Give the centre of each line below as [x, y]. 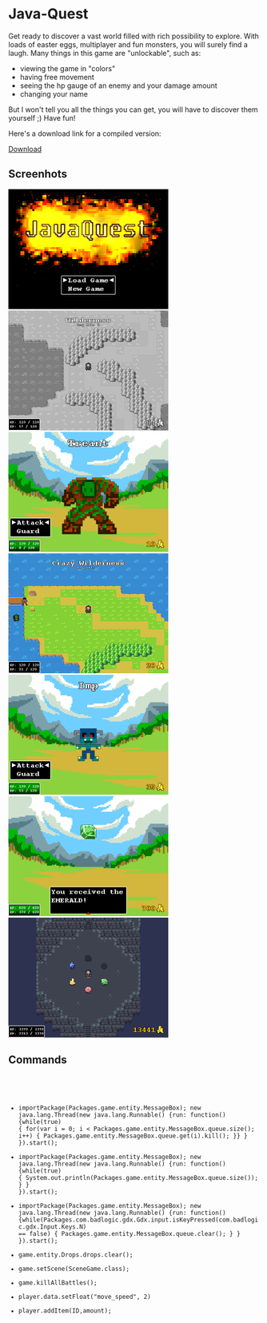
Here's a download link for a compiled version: [85, 133]
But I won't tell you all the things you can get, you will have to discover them [133, 110]
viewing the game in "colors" [68, 68]
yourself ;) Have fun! [42, 118]
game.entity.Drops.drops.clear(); [76, 1255]
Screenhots [38, 174]
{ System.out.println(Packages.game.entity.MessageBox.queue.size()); [138, 1178]
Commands [38, 1060]
